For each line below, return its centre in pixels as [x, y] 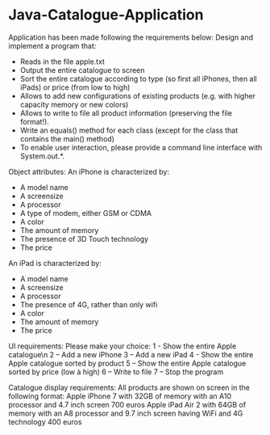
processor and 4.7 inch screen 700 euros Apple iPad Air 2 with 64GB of [127, 404]
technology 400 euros [45, 421]
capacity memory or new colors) [74, 104]
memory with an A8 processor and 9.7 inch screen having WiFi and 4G [126, 413]
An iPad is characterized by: [55, 263]
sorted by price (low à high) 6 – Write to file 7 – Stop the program [116, 372]
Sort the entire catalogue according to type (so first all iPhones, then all [138, 78]
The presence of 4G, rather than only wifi [89, 304]
